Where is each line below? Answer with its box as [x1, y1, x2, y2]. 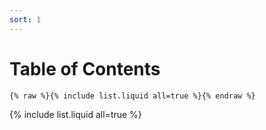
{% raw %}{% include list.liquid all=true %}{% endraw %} [9, 91, 256, 101]
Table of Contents [9, 57, 161, 80]
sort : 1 [9, 14, 42, 25]
